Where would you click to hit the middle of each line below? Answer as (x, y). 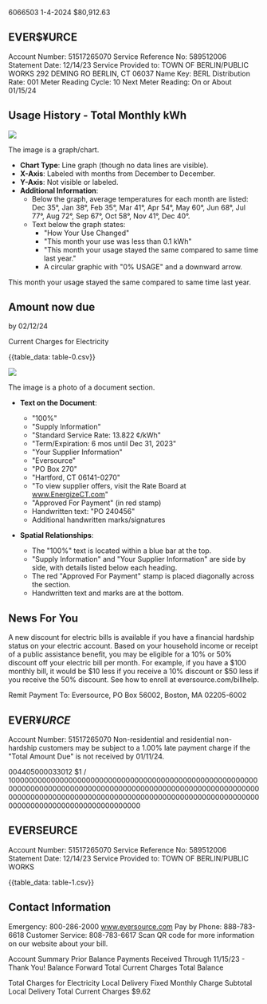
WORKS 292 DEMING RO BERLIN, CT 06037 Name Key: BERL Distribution (130, 73)
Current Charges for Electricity (59, 342)
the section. (51, 585)
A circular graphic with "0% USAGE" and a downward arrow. (143, 266)
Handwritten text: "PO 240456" (83, 512)
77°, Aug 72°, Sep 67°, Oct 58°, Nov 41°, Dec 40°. (111, 216)
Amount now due (52, 307)
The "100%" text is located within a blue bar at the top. (122, 551)
